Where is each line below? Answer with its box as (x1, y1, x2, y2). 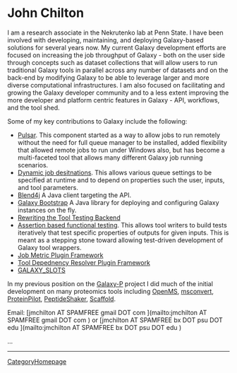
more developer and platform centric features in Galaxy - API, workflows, (7, 95, 220, 104)
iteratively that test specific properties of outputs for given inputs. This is (17, 228, 229, 237)
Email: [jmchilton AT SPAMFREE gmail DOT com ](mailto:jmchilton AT (7, 308, 207, 316)
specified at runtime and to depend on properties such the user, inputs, (17, 175, 225, 184)
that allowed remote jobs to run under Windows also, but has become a (17, 146, 225, 154)
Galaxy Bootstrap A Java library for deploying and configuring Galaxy (17, 198, 220, 206)
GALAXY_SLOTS (17, 266, 66, 274)
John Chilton (7, 5, 85, 21)
